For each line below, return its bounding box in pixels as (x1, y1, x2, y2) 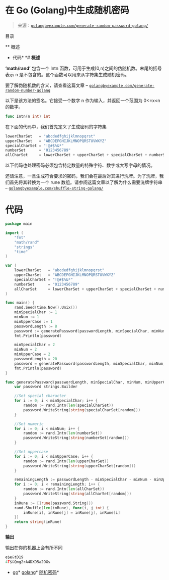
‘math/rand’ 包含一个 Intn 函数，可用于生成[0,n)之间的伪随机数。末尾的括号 (5, 65, 162, 71)
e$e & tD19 (5, 555, 24, 560)
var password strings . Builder (14, 384, 78, 390)
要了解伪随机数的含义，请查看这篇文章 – (5, 82, 88, 88)
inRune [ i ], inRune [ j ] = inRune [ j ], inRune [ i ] (23, 510, 121, 515)
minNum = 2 (14, 347, 37, 352)
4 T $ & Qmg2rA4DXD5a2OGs (5, 559, 51, 564)
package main (5, 221, 33, 226)
